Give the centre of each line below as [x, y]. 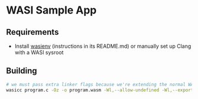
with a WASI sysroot [39, 52]
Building [22, 71]
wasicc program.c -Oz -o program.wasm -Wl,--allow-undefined [83, 90]
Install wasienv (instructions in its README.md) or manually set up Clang [103, 46]
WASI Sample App [52, 10]
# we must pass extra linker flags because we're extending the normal [96, 84]
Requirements [32, 32]
